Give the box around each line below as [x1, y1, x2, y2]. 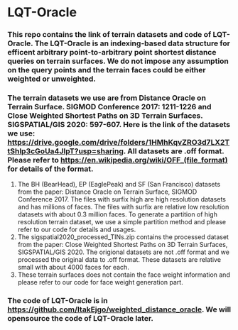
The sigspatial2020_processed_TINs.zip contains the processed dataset [17, 233, 229, 241]
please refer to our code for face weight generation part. [17, 278, 183, 287]
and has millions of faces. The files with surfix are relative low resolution [17, 203, 229, 211]
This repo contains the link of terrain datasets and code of [7, 30, 212, 40]
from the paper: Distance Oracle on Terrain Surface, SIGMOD [17, 187, 198, 196]
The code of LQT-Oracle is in [7, 296, 108, 306]
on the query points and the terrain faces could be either [7, 65, 206, 75]
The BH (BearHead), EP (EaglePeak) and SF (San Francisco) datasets [17, 180, 221, 189]
